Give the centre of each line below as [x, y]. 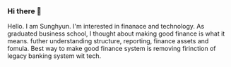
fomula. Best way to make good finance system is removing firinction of [112, 49]
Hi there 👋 [25, 11]
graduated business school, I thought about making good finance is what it [116, 33]
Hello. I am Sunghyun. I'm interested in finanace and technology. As [106, 27]
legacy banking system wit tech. [54, 56]
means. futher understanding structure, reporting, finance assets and [108, 41]
